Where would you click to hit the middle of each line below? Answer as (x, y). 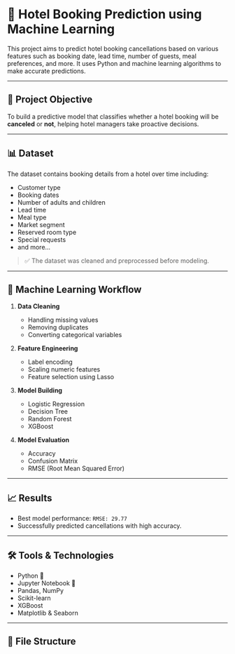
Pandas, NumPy (41, 591)
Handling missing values (63, 320)
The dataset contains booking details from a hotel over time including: (108, 174)
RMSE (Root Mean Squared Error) (76, 468)
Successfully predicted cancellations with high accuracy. (99, 526)
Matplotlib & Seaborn (48, 613)
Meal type (32, 217)
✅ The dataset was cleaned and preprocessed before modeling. (117, 260)
